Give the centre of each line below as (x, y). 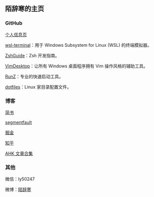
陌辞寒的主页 (25, 9)
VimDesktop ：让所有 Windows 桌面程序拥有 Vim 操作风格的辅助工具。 (77, 66)
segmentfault (19, 122)
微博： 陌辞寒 (18, 190)
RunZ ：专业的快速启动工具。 (34, 76)
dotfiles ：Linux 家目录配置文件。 (38, 87)
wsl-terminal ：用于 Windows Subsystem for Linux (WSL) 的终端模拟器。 (78, 45)
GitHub (14, 23)
